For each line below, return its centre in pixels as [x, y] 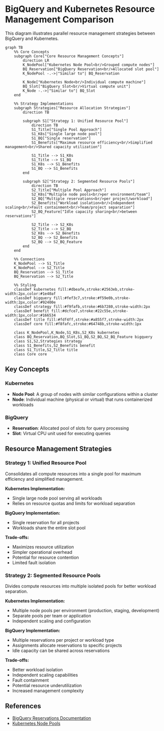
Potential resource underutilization [47, 685]
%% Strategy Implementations [44, 104]
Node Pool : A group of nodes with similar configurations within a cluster [85, 394]
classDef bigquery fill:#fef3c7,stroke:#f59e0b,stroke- [72, 298]
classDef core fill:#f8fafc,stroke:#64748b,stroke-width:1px [78, 324]
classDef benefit [32, 311]
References [23, 706]
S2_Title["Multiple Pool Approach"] [69, 190]
